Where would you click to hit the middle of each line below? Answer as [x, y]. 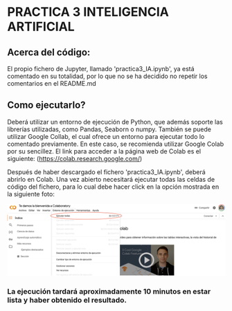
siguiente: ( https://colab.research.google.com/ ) [75, 158]
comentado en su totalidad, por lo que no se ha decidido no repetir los [107, 76]
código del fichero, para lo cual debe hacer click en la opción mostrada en [113, 187]
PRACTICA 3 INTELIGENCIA [88, 12]
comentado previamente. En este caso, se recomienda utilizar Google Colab [115, 144]
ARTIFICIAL [41, 27]
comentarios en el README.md [52, 83]
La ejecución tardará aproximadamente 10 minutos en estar [109, 292]
